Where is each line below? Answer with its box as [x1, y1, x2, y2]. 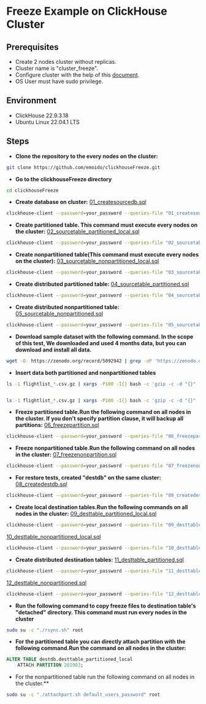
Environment [6, 95, 57, 106]
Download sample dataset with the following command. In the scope [15, 333, 194, 340]
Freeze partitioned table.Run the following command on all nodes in [15, 409, 191, 416]
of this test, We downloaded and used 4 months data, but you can [15, 339, 186, 346]
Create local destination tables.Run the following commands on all [15, 504, 188, 510]
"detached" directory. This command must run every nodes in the [15, 608, 187, 616]
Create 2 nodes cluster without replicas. [15, 58, 116, 65]
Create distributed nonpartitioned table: [15, 303, 120, 311]
